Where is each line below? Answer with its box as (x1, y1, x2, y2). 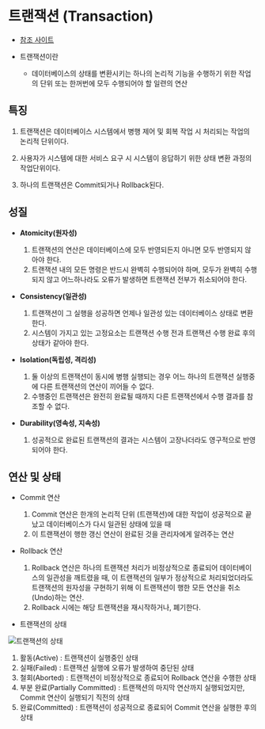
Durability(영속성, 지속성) (19, 418, 100, 428)
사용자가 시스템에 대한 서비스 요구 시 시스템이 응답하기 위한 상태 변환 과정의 (19, 153, 252, 162)
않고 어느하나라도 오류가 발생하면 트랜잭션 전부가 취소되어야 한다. (46, 274, 248, 284)
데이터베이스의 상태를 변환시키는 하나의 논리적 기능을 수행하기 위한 (31, 68, 237, 78)
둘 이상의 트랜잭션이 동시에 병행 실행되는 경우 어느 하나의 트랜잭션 (31, 372, 235, 381)
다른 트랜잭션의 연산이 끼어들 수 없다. (40, 381, 154, 391)
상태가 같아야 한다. (31, 338, 89, 347)
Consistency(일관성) (19, 291, 87, 301)
